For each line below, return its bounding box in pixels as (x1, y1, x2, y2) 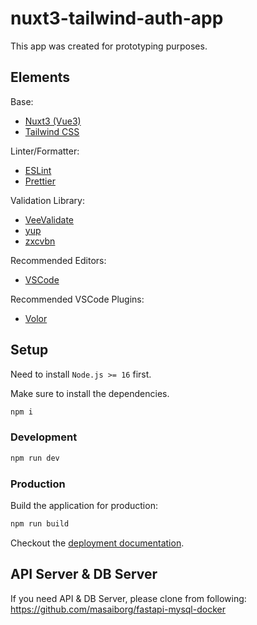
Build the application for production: (10, 499, 158, 511)
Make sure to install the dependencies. (10, 387, 170, 399)
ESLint (24, 164, 52, 176)
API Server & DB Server (10, 566, 158, 583)
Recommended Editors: (10, 254, 107, 266)
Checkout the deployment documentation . (10, 537, 185, 549)
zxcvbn (24, 235, 56, 247)
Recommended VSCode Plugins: (10, 293, 145, 305)
